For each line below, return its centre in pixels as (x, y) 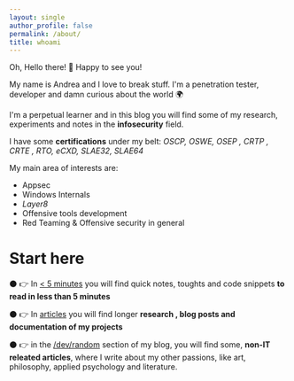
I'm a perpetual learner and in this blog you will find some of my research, (144, 115)
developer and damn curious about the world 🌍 (97, 95)
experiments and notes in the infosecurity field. (97, 124)
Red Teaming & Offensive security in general (103, 223)
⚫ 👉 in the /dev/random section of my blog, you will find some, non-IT (140, 345)
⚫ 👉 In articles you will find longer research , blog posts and (123, 315)
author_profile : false (51, 26)
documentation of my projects (66, 327)
